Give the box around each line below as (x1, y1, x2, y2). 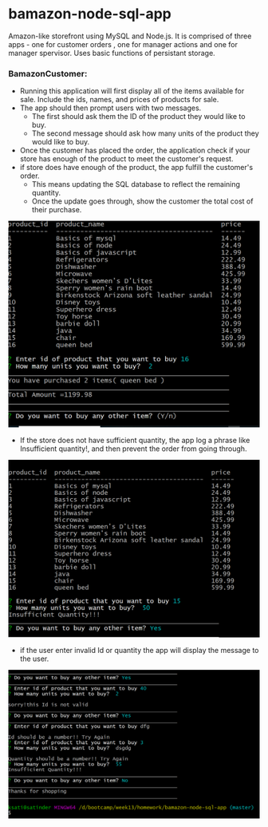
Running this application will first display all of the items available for (19, 86, 245, 96)
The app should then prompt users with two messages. (19, 103, 202, 113)
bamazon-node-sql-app (8, 5, 171, 23)
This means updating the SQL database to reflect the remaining (31, 180, 241, 189)
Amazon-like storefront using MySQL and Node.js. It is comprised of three (8, 31, 252, 41)
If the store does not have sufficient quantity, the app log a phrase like (19, 436, 250, 445)
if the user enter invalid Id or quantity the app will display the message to (19, 645, 259, 655)
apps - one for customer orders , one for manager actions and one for (8, 39, 238, 49)
